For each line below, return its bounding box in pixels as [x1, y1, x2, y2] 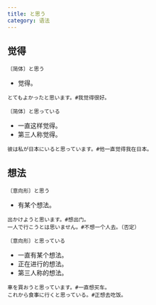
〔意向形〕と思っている [7, 238, 66, 245]
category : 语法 [7, 17, 50, 24]
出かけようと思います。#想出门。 [7, 216, 90, 223]
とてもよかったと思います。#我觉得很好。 [7, 94, 110, 101]
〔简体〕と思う [7, 65, 45, 73]
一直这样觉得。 [17, 121, 62, 130]
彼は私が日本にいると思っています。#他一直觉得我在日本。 [7, 146, 152, 153]
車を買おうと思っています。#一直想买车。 [7, 284, 111, 292]
